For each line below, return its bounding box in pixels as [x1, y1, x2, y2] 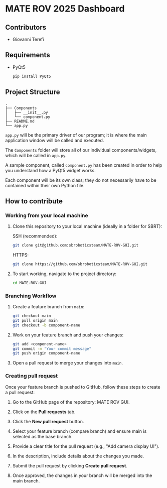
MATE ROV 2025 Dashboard [5, 3, 125, 15]
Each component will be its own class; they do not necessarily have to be [5, 177, 156, 183]
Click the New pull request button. [12, 418, 84, 424]
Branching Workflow [5, 292, 57, 299]
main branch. [12, 477, 40, 483]
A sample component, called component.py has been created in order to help [5, 162, 162, 168]
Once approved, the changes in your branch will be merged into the [12, 472, 152, 478]
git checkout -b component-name [12, 322, 80, 328]
